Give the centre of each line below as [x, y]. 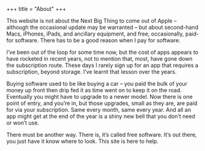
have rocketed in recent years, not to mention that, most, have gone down [99, 59]
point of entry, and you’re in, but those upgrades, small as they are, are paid [102, 103]
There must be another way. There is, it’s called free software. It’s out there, [102, 135]
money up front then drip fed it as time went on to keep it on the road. [94, 90]
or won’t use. [23, 123]
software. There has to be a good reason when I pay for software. [98, 40]
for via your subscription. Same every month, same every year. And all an [99, 110]
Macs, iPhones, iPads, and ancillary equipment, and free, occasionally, [95, 34]
